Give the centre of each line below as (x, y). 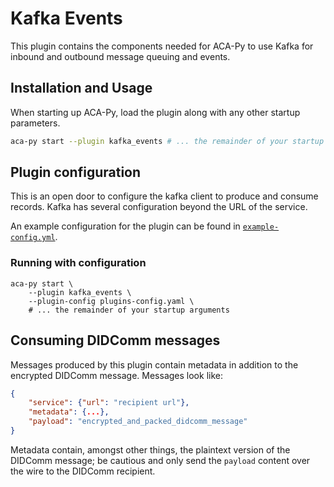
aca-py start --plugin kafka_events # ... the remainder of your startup (167, 141)
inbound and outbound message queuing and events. (120, 56)
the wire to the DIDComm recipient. (83, 471)
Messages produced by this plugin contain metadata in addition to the (154, 364)
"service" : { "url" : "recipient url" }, (109, 403)
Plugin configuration (76, 172)
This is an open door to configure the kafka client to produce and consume (164, 196)
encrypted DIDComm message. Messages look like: (116, 375)
